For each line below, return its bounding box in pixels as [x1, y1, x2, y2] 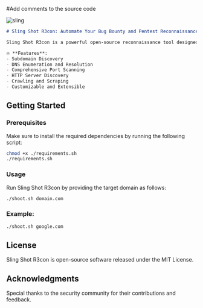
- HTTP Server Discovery [6, 72, 69, 79]
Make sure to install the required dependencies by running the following [6, 132, 185, 139]
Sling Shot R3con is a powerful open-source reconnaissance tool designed [6, 39, 199, 45]
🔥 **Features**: [6, 50, 48, 56]
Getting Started [6, 101, 66, 111]
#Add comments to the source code [6, 5, 96, 12]
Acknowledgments [6, 274, 80, 284]
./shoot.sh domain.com [6, 195, 63, 201]
